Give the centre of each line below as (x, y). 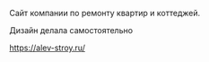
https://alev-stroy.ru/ (47, 48)
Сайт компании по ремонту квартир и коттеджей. (104, 13)
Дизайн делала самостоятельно (71, 30)
